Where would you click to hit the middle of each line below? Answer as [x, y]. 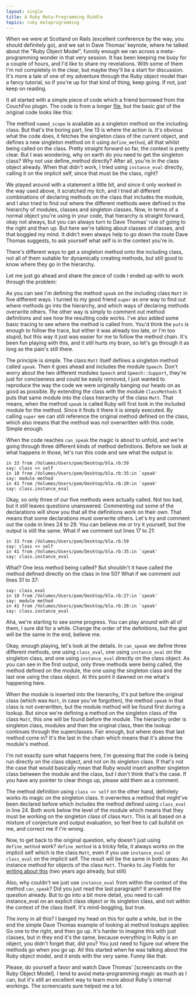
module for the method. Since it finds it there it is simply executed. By [90, 410]
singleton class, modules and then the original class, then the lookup [88, 725]
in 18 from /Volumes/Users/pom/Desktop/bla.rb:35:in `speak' [82, 474]
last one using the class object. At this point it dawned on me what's [88, 677]
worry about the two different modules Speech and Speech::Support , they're [96, 373]
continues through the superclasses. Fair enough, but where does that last [95, 732]
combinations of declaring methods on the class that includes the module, [95, 197]
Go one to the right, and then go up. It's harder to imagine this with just [91, 931]
